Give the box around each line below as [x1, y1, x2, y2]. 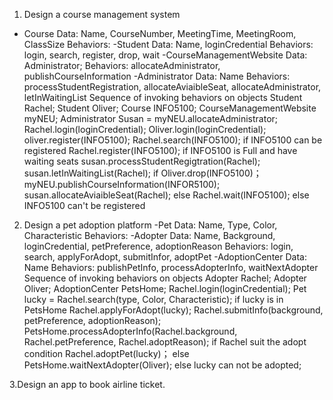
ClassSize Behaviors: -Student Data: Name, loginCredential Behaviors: [23, 39, 314, 50]
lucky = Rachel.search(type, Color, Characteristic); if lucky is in [23, 294, 284, 305]
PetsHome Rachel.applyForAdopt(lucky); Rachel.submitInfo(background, [23, 304, 324, 316]
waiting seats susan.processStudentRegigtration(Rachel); [23, 155, 261, 167]
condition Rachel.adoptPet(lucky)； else [23, 348, 190, 359]
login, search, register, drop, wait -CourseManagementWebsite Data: [23, 49, 308, 61]
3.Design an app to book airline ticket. [9, 379, 166, 390]
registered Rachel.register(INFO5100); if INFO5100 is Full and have [23, 145, 298, 156]
